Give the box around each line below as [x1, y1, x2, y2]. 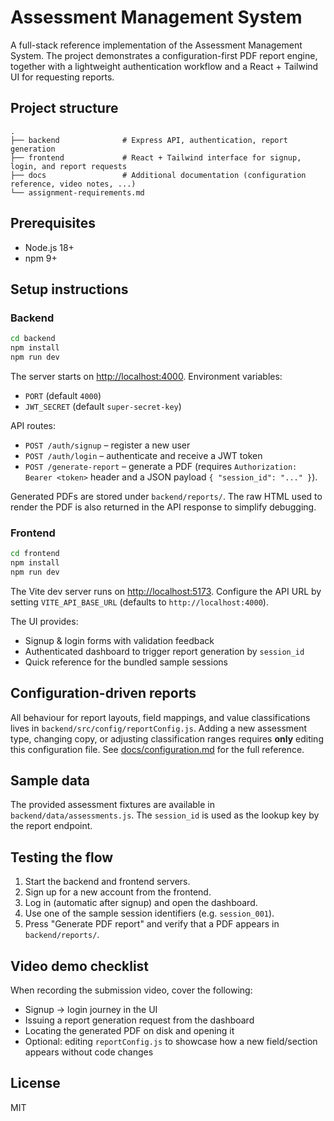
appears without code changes [24, 1046, 154, 1058]
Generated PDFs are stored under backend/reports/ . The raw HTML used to [10, 490, 323, 502]
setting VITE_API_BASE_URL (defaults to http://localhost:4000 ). [10, 596, 269, 608]
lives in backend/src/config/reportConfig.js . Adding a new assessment [10, 722, 308, 734]
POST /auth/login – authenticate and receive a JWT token [24, 449, 263, 461]
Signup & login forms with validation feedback [24, 634, 215, 646]
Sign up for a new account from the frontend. [24, 886, 212, 898]
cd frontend [10, 549, 60, 559]
